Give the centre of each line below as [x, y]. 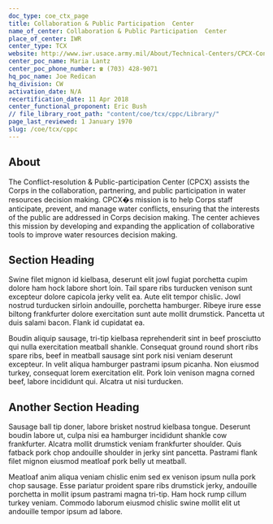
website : [23, 54]
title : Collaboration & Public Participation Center [102, 24]
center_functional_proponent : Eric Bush [78, 106]
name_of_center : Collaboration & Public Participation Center [118, 31]
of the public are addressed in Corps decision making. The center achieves [134, 217]
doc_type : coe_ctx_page [49, 16]
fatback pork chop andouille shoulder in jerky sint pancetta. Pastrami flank [133, 453]
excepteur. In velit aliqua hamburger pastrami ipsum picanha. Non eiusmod [134, 364]
